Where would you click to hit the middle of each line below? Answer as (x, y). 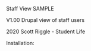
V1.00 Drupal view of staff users (45, 20)
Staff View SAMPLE (30, 9)
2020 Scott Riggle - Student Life (46, 31)
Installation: (20, 43)
